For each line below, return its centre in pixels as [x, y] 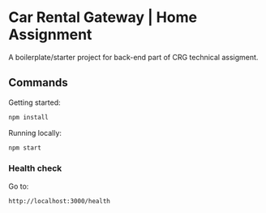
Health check [35, 168]
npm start [25, 148]
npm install [28, 117]
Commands [39, 83]
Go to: [19, 186]
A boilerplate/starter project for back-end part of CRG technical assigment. [133, 57]
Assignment [50, 35]
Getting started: [34, 102]
